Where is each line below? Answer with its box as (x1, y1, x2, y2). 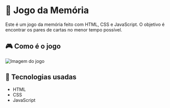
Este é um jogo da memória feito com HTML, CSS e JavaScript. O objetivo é (5, 21, 165, 27)
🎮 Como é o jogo (5, 42, 61, 51)
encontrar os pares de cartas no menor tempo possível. (5, 26, 123, 32)
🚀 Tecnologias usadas (5, 73, 77, 82)
